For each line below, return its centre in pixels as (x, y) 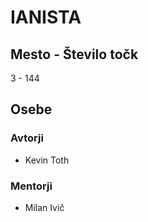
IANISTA (46, 17)
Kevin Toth (47, 160)
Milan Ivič (44, 207)
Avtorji (27, 138)
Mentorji (31, 186)
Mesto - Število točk (74, 54)
